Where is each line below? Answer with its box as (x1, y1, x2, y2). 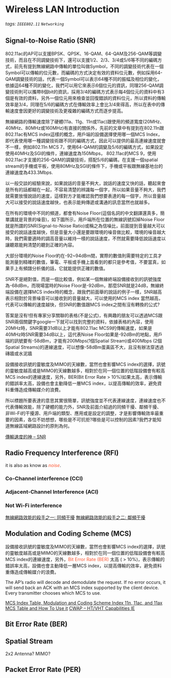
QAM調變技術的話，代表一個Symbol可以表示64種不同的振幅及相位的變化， (5, 76, 162, 82)
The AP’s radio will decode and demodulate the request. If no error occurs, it (5, 579, 166, 585)
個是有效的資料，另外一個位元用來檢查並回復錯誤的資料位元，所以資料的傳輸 (5, 95, 166, 101)
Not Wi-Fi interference (5, 502, 62, 509)
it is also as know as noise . (5, 462, 62, 468)
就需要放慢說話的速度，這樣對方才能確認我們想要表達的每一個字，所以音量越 (5, 193, 166, 199)
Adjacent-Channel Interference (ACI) (5, 488, 99, 496)
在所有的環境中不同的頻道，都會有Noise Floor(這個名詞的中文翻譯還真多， (5, 210, 160, 216)
